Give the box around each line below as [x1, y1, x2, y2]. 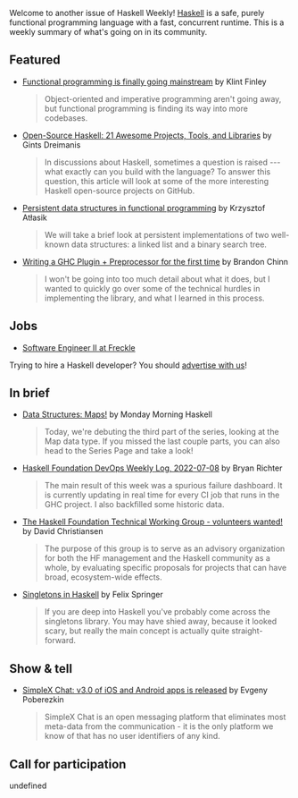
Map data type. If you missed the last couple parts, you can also [44, 436, 281, 446]
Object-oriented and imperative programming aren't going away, [44, 93, 282, 104]
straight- [231, 625, 263, 636]
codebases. [44, 112, 88, 123]
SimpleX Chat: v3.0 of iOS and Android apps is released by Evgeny [21, 684, 268, 696]
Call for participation [9, 756, 127, 772]
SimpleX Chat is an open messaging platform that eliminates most [44, 711, 286, 723]
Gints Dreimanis [21, 139, 81, 150]
